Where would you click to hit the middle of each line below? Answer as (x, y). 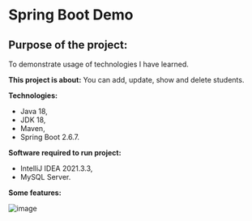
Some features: (35, 193)
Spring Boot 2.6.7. (49, 137)
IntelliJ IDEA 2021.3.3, (56, 168)
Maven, (33, 128)
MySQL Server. (45, 177)
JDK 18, (33, 120)
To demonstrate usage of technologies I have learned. (98, 64)
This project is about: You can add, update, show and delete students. (126, 80)
